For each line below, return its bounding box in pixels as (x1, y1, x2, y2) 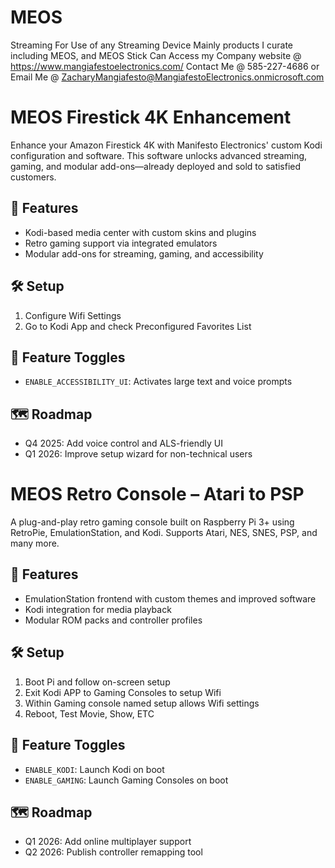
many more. (10, 537, 60, 550)
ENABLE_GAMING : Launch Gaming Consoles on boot (24, 774, 229, 786)
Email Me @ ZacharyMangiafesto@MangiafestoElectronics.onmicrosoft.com (10, 71, 325, 83)
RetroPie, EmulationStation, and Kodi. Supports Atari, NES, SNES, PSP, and (10, 527, 318, 539)
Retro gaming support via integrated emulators (24, 237, 218, 249)
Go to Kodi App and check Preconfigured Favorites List (24, 320, 252, 332)
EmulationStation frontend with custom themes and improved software (24, 592, 317, 605)
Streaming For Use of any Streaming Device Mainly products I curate (10, 39, 294, 51)
